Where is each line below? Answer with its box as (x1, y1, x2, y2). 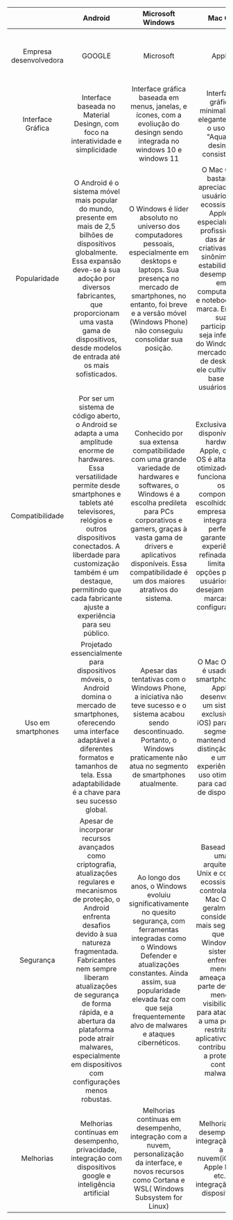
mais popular (75, 195, 118, 204)
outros (85, 524, 107, 533)
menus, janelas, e (130, 102, 187, 111)
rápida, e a (79, 1008, 114, 1017)
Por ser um (78, 394, 114, 403)
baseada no (77, 102, 116, 111)
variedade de (137, 463, 180, 472)
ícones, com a (136, 111, 182, 120)
